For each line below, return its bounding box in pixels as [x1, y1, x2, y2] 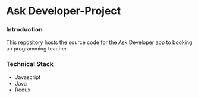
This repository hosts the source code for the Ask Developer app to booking [6, 39, 193, 46]
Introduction [6, 26, 43, 34]
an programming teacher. [6, 45, 68, 52]
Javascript [14, 73, 41, 81]
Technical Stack [6, 60, 54, 68]
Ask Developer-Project [6, 4, 121, 18]
